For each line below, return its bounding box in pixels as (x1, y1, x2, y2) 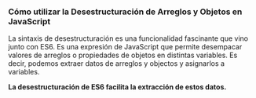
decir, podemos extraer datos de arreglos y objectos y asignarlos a (8, 59, 225, 68)
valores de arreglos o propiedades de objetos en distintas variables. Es (8, 50, 238, 60)
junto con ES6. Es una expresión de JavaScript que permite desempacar (8, 42, 243, 52)
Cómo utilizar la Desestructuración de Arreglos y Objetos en (8, 6, 243, 17)
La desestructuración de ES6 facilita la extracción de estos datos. (8, 82, 227, 92)
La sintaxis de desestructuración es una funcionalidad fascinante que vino (8, 34, 249, 43)
